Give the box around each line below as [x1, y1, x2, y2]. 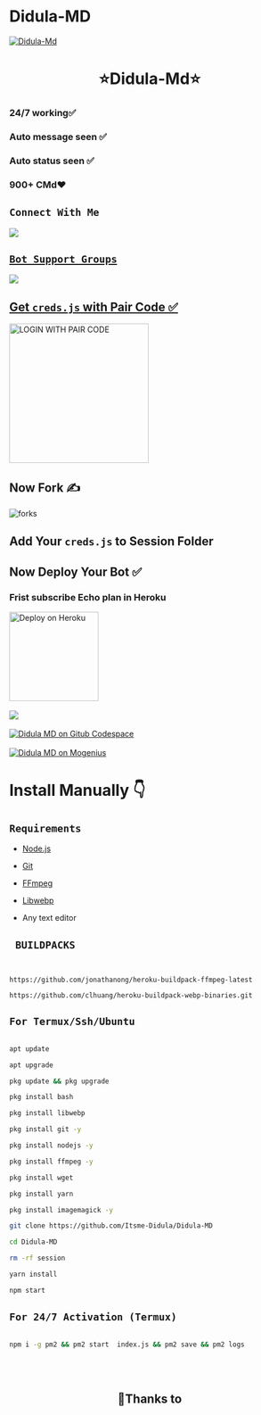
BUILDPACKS [14, 939, 76, 951]
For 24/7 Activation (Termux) [9, 1311, 177, 1324]
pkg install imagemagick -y [9, 1205, 114, 1214]
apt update [9, 1044, 50, 1054]
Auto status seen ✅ [9, 154, 95, 167]
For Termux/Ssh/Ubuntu [9, 1015, 135, 1028]
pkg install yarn [9, 1189, 74, 1198]
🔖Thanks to [117, 1391, 183, 1406]
